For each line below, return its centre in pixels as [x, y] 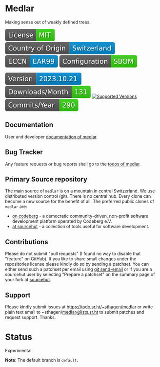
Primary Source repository [46, 179]
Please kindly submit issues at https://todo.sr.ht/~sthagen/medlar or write [79, 307]
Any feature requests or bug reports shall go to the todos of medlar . [73, 164]
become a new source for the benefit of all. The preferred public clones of [80, 202]
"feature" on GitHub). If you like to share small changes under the [71, 259]
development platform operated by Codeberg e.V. [62, 221]
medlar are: [16, 206]
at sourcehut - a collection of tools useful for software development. [81, 227]
